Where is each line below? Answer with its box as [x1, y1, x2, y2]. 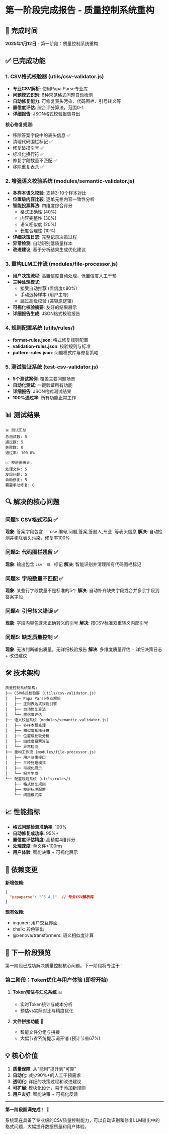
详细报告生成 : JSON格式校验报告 [12, 310, 80, 317]
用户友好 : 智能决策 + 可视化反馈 [12, 1091, 78, 1097]
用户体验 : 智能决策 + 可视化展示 [12, 849, 78, 855]
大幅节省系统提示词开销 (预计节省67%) [20, 1035, 101, 1041]
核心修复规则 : [5, 121, 34, 128]
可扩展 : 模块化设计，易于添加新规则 [12, 1085, 86, 1091]
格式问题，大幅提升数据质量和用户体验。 [5, 1123, 89, 1129]
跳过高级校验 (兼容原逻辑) [20, 298, 73, 304]
